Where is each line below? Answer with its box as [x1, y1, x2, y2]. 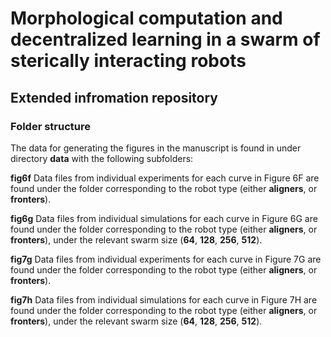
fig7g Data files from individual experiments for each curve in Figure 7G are [10, 253, 322, 265]
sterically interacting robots [10, 50, 247, 72]
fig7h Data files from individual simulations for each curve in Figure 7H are [10, 293, 318, 306]
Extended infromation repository [10, 89, 218, 106]
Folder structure [10, 119, 91, 133]
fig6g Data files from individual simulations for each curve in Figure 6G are [10, 212, 318, 224]
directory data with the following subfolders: [10, 152, 194, 164]
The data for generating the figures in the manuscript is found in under [10, 142, 302, 154]
